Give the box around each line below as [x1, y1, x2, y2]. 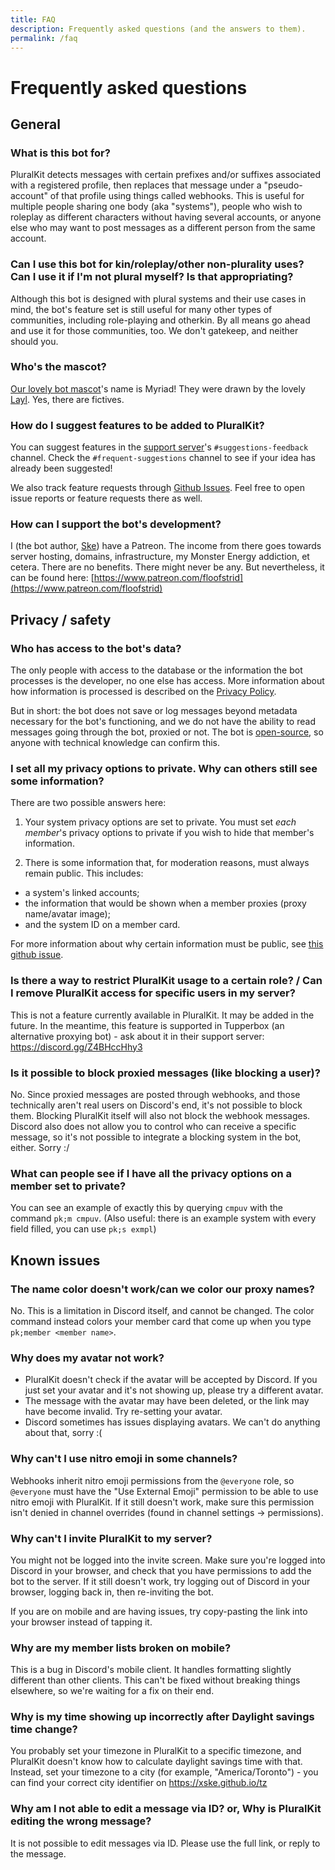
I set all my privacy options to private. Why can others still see [10, 762, 318, 776]
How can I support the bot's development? [10, 517, 222, 531]
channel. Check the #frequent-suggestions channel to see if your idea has [10, 452, 316, 464]
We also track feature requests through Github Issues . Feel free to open [10, 482, 306, 494]
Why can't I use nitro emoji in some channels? [10, 1452, 238, 1466]
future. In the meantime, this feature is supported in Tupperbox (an [10, 1019, 285, 1031]
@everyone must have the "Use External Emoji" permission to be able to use [10, 1485, 319, 1497]
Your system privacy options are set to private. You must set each [24, 816, 297, 828]
